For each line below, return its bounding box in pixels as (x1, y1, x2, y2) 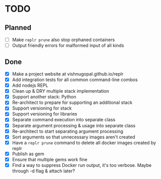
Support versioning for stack (12, 105, 72, 112)
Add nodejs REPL (12, 82, 49, 89)
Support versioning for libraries (12, 111, 77, 117)
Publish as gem (12, 151, 45, 157)
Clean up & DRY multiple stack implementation (12, 88, 109, 94)
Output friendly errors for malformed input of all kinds (12, 43, 125, 49)
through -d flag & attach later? (12, 168, 75, 174)
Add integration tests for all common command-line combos (12, 77, 138, 83)
